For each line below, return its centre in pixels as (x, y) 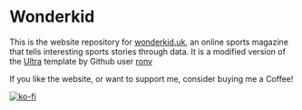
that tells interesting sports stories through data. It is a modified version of (147, 51)
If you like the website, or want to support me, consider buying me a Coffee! (151, 78)
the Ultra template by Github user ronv (81, 61)
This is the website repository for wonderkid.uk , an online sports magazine (149, 42)
